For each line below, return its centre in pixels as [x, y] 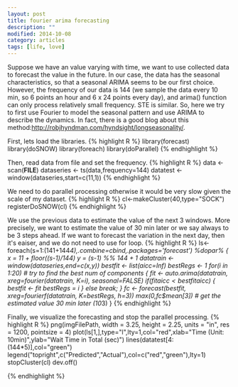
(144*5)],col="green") [40, 347]
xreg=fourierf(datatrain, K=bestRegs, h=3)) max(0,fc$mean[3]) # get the [114, 296]
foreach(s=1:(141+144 [39, 250]
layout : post [27, 14]
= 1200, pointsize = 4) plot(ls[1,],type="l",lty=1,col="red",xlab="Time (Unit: [116, 332]
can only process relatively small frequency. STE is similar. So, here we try [116, 105]
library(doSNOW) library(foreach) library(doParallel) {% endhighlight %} [113, 149]
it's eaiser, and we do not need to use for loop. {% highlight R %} [102, 243]
